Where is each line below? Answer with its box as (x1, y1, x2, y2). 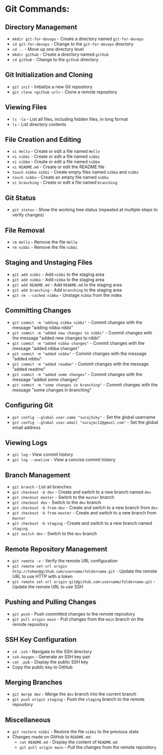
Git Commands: (5, 3, 70, 15)
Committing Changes (5, 307, 72, 315)
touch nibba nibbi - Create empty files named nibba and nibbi (12, 169, 139, 175)
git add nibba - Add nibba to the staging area (12, 276, 105, 282)
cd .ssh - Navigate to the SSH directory (12, 648, 92, 654)
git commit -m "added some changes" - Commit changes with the (12, 371, 143, 377)
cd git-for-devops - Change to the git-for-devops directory (12, 41, 134, 47)
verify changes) (12, 212, 44, 218)
